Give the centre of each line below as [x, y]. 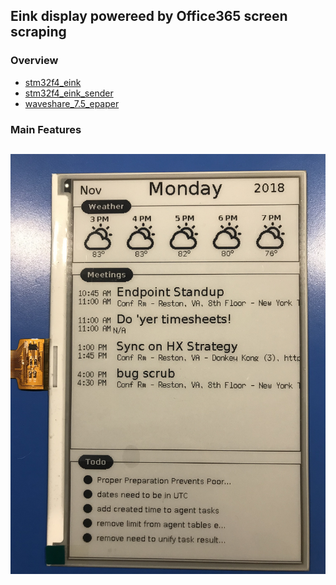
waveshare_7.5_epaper [72, 103]
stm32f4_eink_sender [69, 93]
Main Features [46, 129]
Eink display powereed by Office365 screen [149, 16]
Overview [34, 61]
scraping [38, 32]
